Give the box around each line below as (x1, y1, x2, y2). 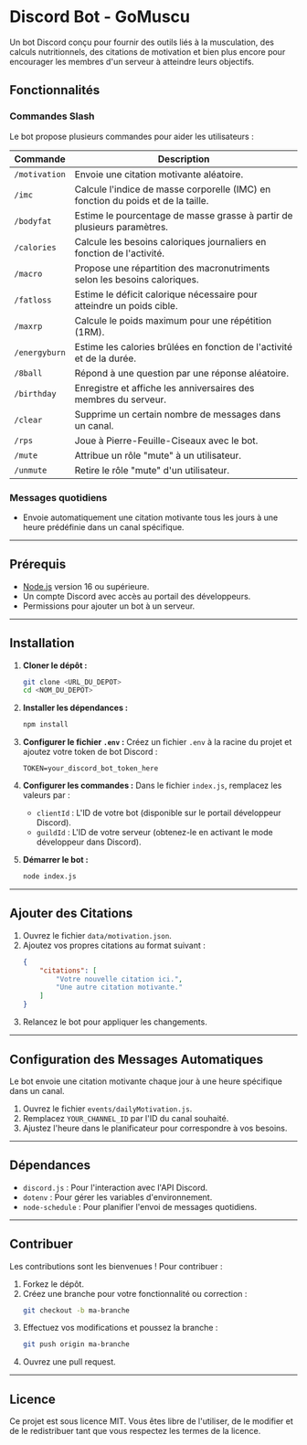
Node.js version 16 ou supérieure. (22, 580, 150, 591)
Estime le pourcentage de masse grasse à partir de (74, 208, 293, 221)
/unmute (14, 464, 48, 475)
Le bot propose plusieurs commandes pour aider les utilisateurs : (9, 131, 254, 142)
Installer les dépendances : (22, 702, 128, 714)
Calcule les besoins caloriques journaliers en (74, 235, 267, 248)
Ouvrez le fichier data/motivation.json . (22, 930, 172, 940)
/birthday (14, 388, 57, 398)
